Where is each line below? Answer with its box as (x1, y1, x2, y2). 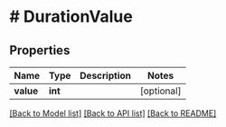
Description (80, 70, 131, 82)
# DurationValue (9, 6, 133, 27)
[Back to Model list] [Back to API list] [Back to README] (9, 108, 217, 119)
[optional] (139, 84, 182, 97)
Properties (9, 43, 71, 58)
